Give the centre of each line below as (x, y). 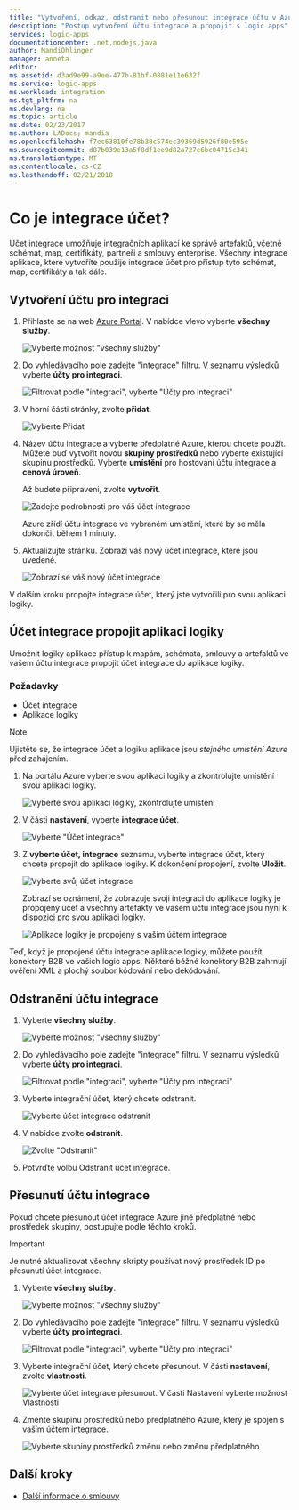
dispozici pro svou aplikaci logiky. (84, 917)
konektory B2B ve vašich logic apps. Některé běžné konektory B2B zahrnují (148, 962)
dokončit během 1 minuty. (69, 533)
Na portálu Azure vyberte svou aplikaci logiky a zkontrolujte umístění (148, 776)
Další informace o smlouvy (71, 1496)
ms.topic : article (43, 117)
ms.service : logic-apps (53, 84)
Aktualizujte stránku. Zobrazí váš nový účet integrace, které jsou (140, 550)
